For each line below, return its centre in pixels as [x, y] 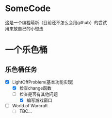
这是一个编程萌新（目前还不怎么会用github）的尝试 [56, 22]
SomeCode [28, 8]
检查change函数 [35, 88]
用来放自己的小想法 [24, 28]
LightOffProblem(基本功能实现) [43, 82]
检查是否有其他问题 [39, 94]
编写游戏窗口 [39, 101]
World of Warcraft [30, 106]
